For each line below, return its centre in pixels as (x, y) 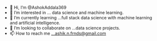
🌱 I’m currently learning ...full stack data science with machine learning (81, 18)
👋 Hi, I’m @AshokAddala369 (38, 7)
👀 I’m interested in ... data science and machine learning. (67, 13)
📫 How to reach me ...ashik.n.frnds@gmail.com (58, 33)
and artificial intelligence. (35, 23)
